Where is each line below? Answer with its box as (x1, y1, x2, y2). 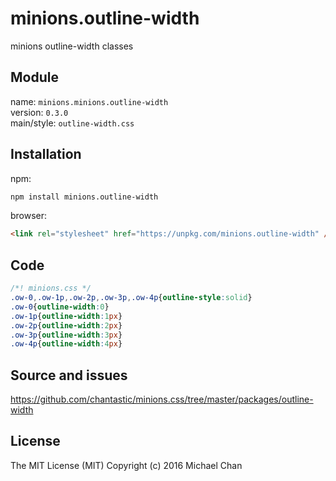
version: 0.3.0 (10, 106, 69, 118)
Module (10, 69, 59, 86)
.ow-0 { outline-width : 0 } (10, 302, 110, 312)
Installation (10, 146, 82, 163)
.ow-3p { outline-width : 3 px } (10, 330, 123, 340)
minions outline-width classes (10, 40, 134, 52)
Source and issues (10, 367, 128, 384)
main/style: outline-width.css (10, 117, 135, 129)
